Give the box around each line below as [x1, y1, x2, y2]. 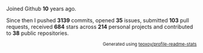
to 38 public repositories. [6, 30, 69, 37]
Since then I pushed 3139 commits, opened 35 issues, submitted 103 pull [6, 17, 189, 23]
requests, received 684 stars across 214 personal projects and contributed [6, 23, 193, 30]
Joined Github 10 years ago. [6, 5, 77, 12]
